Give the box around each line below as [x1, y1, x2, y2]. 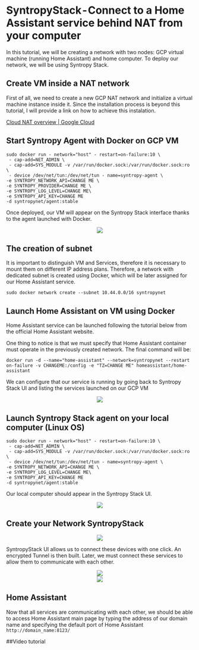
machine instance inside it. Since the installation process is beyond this [6, 101, 181, 108]
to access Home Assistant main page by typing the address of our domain [6, 614, 188, 622]
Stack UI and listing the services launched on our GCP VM [6, 385, 149, 392]
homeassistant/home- [136, 362, 187, 369]
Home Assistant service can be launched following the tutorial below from [6, 322, 187, 329]
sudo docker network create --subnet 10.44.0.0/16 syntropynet [6, 290, 166, 296]
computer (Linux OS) [6, 422, 85, 432]
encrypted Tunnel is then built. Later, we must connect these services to [6, 552, 183, 559]
